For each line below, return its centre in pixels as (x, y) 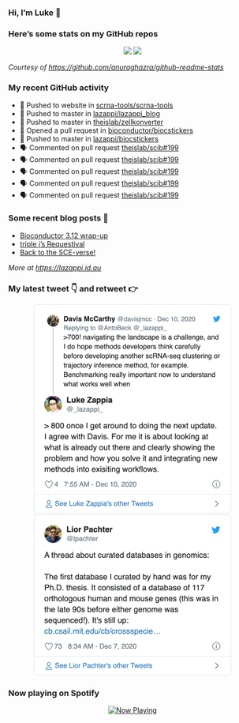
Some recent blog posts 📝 (58, 218)
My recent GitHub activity (58, 88)
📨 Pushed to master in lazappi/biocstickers (89, 138)
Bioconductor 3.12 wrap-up (64, 235)
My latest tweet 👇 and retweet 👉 (73, 288)
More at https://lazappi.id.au (55, 267)
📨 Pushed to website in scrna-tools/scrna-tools (96, 105)
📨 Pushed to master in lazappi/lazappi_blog (90, 113)
